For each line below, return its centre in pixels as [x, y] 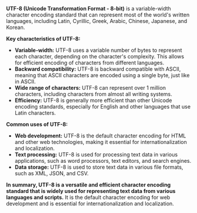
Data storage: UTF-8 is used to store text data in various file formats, [99, 167]
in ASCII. [25, 81]
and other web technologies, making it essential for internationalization [101, 142]
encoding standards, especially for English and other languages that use [102, 106]
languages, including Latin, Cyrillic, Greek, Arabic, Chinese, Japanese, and [97, 21]
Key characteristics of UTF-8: [43, 39]
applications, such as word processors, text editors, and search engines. [103, 161]
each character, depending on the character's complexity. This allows [99, 56]
